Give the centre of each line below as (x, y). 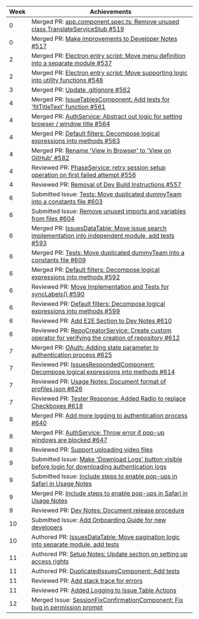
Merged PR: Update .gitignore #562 (81, 90)
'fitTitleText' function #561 (68, 107)
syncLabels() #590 (58, 294)
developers (47, 527)
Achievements (111, 12)
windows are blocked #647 (70, 440)
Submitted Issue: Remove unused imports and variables (109, 211)
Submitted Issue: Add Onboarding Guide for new (99, 520)
